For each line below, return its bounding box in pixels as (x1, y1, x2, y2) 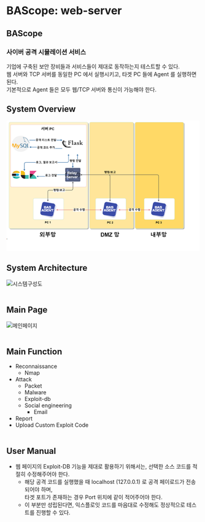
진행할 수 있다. (36, 509, 71, 516)
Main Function (6, 346, 63, 357)
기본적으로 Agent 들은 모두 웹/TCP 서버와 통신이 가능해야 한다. (6, 85, 157, 93)
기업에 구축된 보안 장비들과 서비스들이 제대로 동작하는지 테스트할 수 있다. (6, 63, 180, 70)
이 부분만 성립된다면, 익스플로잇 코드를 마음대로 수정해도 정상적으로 (24, 501, 185, 508)
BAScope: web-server (6, 4, 122, 18)
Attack (15, 376, 32, 383)
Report (15, 415, 33, 423)
